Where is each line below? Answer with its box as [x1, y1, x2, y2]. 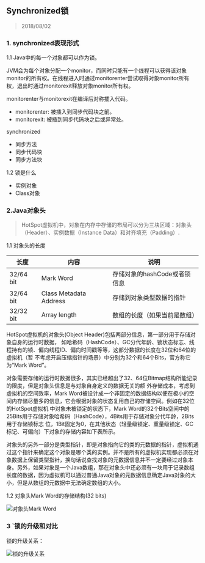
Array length [41, 311, 77, 319]
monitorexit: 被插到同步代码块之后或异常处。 [15, 116, 127, 123]
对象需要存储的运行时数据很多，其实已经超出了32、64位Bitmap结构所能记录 [6, 375, 198, 382]
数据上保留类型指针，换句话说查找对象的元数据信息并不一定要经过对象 [11, 456, 188, 463]
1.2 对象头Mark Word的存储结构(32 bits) [6, 492, 107, 499]
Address [41, 297, 66, 306]
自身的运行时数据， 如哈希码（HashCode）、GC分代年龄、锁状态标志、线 [11, 339, 195, 346]
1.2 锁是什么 [6, 169, 37, 176]
